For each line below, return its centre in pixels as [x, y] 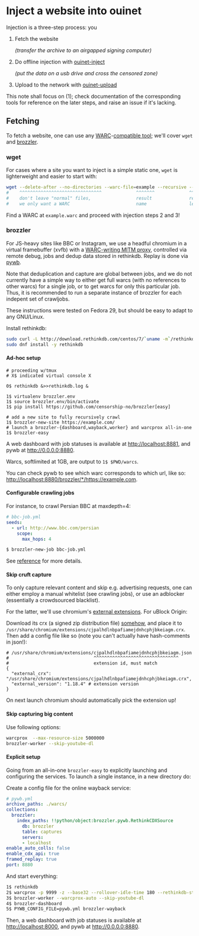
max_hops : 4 [36, 539]
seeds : [14, 522]
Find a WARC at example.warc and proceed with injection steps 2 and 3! [93, 215]
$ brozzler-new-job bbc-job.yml [46, 550]
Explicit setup [23, 757]
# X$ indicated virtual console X [49, 376]
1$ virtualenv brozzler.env [41, 396]
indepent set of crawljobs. [38, 299]
